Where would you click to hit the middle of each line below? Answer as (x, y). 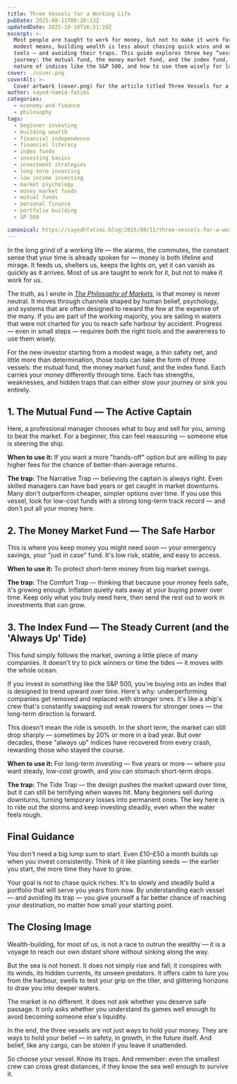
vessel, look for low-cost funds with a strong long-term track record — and (116, 501)
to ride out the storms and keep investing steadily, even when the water (111, 808)
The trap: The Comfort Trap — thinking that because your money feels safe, (118, 583)
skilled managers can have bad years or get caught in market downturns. (114, 486)
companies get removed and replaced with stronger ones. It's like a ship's (115, 699)
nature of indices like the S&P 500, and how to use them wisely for (118, 66)
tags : (15, 118)
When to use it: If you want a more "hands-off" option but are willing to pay (117, 457)
